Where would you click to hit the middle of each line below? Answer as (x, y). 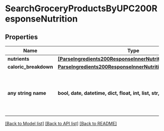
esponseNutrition (41, 19)
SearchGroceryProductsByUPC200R (81, 9)
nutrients (18, 59)
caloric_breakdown (30, 67)
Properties (21, 37)
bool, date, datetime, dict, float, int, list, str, (109, 93)
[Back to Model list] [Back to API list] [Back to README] (61, 123)
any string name (27, 93)
